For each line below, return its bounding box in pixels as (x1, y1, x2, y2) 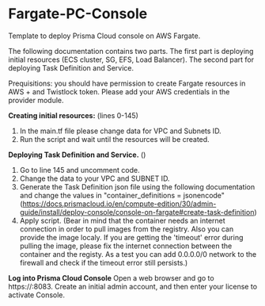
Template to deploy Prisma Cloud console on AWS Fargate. (8, 31, 201, 40)
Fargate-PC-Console (8, 5, 148, 23)
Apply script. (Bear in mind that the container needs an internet (19, 216, 225, 225)
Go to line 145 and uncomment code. (19, 165, 140, 174)
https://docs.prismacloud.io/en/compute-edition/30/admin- (22, 199, 217, 208)
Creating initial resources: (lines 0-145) (8, 110, 138, 120)
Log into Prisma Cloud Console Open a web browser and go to (8, 273, 215, 282)
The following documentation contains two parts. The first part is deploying (8, 46, 254, 55)
